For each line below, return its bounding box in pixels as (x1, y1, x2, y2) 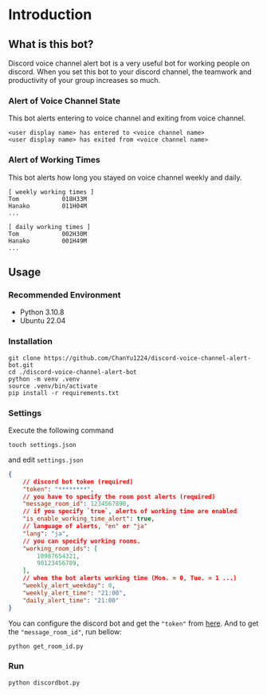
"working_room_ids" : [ (22, 544, 98, 552)
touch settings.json (8, 440, 77, 448)
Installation (8, 336, 53, 347)
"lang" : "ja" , (22, 529, 69, 538)
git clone (8, 353, 41, 362)
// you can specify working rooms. (22, 537, 141, 545)
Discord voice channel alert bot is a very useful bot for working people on (8, 58, 250, 68)
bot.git (8, 361, 34, 369)
